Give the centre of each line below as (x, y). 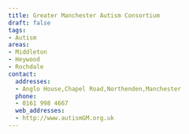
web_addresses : (40, 111)
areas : (19, 45)
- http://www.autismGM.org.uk (65, 118)
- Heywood (24, 60)
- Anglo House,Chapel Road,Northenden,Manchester (98, 89)
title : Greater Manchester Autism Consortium (84, 15)
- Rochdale (26, 67)
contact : (22, 74)
